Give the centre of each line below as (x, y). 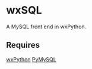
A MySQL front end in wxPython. (46, 27)
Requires (23, 45)
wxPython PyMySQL (31, 59)
